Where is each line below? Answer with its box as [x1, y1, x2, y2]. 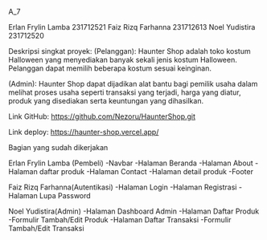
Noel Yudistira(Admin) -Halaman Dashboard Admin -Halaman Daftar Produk [8, 206, 260, 216]
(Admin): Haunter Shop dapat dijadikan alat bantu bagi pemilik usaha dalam [8, 79, 258, 88]
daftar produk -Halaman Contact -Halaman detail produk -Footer [39, 167, 253, 176]
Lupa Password [39, 191, 91, 200]
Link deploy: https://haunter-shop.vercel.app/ [8, 128, 159, 136]
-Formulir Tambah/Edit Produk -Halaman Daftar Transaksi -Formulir [8, 215, 232, 224]
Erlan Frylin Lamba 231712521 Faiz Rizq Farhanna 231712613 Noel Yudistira [8, 22, 256, 31]
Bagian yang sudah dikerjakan [8, 143, 109, 152]
